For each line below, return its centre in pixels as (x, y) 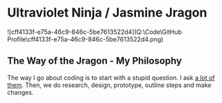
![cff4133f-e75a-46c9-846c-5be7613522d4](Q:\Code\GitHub (95, 32)
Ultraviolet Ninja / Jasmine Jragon (107, 13)
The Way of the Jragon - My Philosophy (95, 61)
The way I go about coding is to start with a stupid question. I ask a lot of (111, 77)
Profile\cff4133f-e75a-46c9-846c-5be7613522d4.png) (85, 39)
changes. (20, 92)
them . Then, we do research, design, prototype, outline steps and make (109, 85)
